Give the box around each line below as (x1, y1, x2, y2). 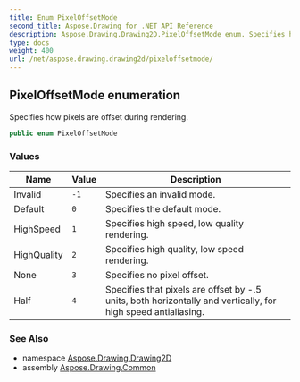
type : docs (9, 38, 50, 47)
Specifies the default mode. (105, 202, 221, 215)
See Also (9, 332, 49, 344)
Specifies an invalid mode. (105, 188, 216, 200)
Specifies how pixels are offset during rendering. (9, 111, 189, 122)
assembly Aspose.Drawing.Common (21, 362, 156, 373)
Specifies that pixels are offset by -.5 (105, 283, 262, 295)
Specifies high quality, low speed (105, 242, 244, 255)
